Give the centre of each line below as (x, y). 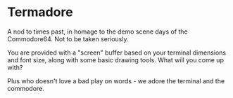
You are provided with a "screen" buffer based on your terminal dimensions (117, 52)
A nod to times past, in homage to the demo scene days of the (97, 31)
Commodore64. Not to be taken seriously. (68, 38)
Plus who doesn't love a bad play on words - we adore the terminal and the (116, 80)
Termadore (40, 12)
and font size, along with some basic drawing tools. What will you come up (115, 59)
